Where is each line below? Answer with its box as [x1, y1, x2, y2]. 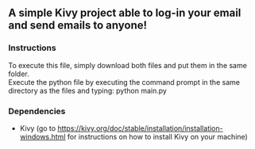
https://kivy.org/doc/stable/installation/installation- [57, 123, 224, 133]
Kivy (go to [19, 123, 56, 133]
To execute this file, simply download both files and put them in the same [8, 60, 248, 70]
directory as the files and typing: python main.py [8, 86, 167, 95]
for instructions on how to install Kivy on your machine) [67, 132, 248, 141]
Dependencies [8, 105, 66, 117]
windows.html [19, 132, 66, 141]
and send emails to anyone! [8, 19, 148, 32]
